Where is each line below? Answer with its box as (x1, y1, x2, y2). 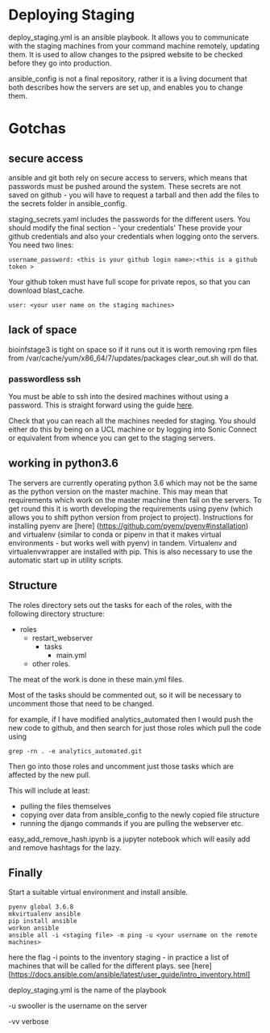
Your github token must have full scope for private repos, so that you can (8, 276, 251, 286)
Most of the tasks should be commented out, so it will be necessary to (8, 689, 242, 700)
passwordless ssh (8, 373, 81, 385)
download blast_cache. (8, 285, 85, 295)
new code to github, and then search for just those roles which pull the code (8, 723, 262, 732)
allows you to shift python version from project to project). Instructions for (8, 512, 254, 522)
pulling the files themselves (19, 801, 111, 811)
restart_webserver (31, 633, 93, 643)
